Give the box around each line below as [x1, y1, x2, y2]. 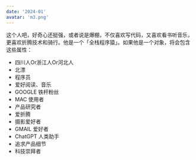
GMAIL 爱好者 [14, 125, 49, 132]
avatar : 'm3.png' [6, 14, 49, 20]
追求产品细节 [14, 140, 46, 147]
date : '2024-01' [6, 8, 46, 15]
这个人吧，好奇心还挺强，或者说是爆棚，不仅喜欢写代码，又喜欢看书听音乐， [6, 31, 193, 39]
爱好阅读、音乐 [14, 81, 52, 88]
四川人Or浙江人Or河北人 [14, 59, 74, 66]
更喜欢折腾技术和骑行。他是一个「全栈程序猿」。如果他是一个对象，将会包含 [6, 39, 191, 46]
